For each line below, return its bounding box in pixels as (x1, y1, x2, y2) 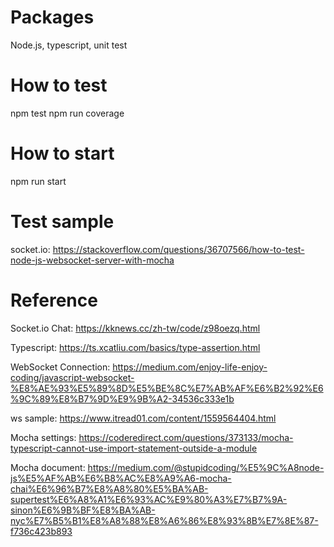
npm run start (10, 175, 67, 187)
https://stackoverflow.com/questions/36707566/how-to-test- (52, 243, 305, 255)
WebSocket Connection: (10, 361, 111, 373)
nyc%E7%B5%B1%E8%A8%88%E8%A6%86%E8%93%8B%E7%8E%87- (10, 514, 319, 526)
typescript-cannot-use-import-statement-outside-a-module (10, 442, 258, 454)
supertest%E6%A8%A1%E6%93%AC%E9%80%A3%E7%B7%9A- (10, 493, 288, 505)
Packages (10, 6, 95, 29)
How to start (10, 142, 115, 165)
